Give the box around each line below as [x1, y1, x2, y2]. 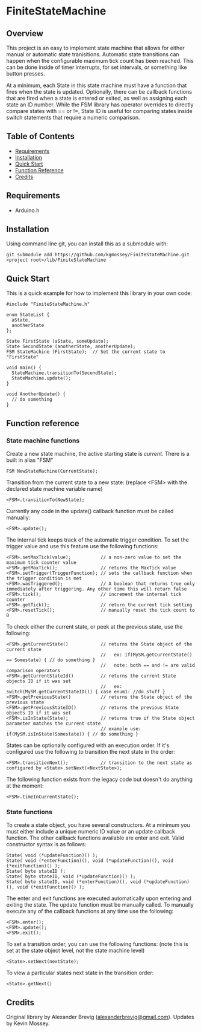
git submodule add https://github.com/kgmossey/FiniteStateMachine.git [6, 252, 190, 258]
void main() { [6, 364, 42, 371]
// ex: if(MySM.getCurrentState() [100, 652, 193, 658]
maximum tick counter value [6, 559, 77, 566]
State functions [6, 808, 53, 816]
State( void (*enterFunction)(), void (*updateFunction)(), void [6, 858, 173, 864]
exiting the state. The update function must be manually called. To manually [6, 901, 194, 908]
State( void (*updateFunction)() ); [6, 852, 98, 859]
